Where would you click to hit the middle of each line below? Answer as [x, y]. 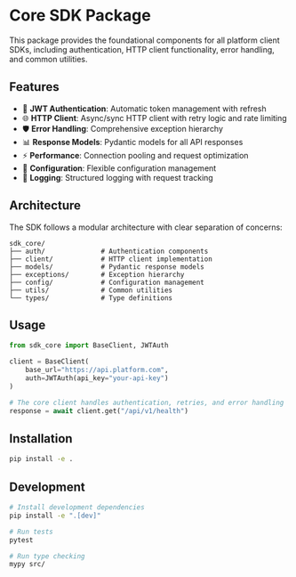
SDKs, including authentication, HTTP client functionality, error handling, [142, 49]
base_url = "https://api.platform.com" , [97, 370]
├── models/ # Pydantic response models [107, 267]
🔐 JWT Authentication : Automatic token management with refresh [144, 109]
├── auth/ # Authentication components [109, 251]
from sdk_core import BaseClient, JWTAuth [89, 345]
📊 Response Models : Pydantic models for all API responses [132, 142]
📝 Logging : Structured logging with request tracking [117, 177]
